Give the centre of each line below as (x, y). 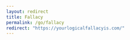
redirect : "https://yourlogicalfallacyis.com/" (66, 28)
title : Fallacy (25, 17)
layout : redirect (27, 11)
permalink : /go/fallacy (35, 22)
